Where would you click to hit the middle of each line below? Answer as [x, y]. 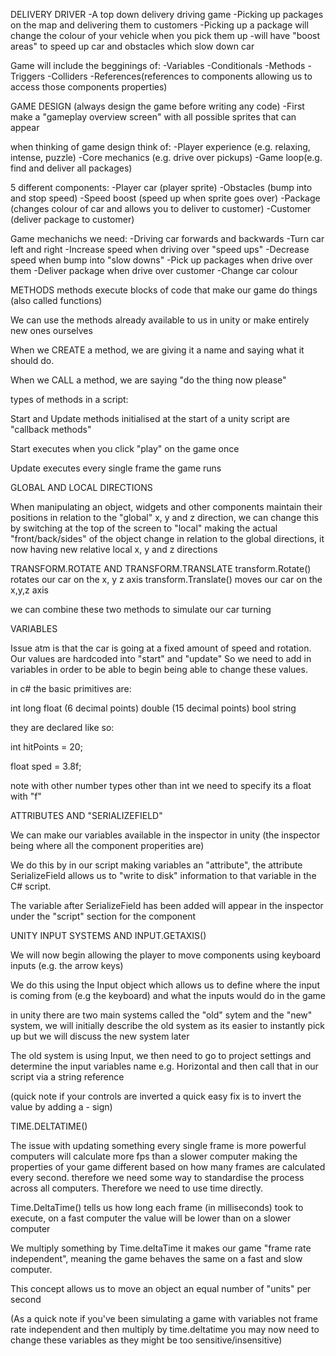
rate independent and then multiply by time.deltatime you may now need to [165, 1329]
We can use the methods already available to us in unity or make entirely [160, 320]
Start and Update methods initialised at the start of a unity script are [150, 418]
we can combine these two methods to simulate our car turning [141, 609]
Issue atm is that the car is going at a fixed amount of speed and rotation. [161, 648]
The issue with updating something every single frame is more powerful [158, 1145]
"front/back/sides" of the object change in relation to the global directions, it [167, 538]
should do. [32, 360]
